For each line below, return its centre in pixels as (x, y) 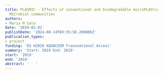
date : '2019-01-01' (25, 28)
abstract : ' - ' (21, 64)
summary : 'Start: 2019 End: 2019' (40, 50)
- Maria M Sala (20, 23)
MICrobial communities (32, 14)
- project (15, 41)
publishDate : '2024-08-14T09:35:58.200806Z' (51, 32)
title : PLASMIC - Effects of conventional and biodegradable (68, 9)
